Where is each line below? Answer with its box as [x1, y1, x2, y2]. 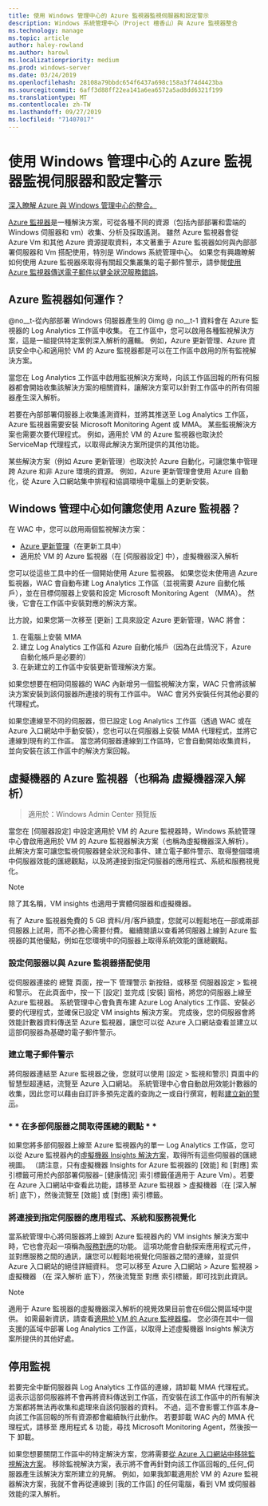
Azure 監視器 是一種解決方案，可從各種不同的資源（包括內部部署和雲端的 [8, 217, 246, 227]
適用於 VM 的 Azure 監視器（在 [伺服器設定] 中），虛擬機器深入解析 [19, 552, 239, 561]
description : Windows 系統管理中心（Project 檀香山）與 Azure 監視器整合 [8, 19, 238, 27]
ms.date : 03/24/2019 [8, 71, 77, 79]
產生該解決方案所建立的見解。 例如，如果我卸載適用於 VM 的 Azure [22, 1469, 242, 1479]
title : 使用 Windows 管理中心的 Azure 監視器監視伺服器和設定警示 [8, 11, 210, 20]
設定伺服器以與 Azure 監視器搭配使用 [8, 957, 151, 969]
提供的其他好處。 [22, 1334, 78, 1344]
